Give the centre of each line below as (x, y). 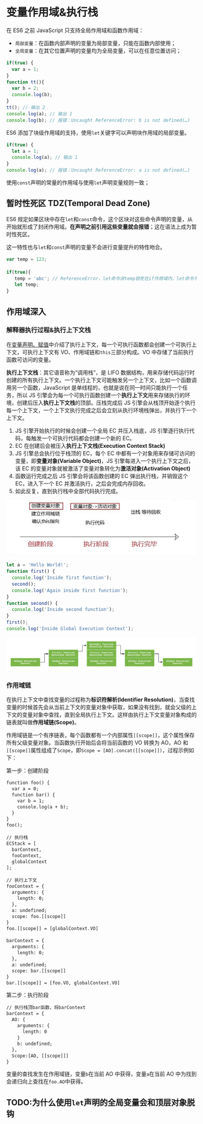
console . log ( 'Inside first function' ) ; (62, 578)
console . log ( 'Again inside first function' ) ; (70, 590)
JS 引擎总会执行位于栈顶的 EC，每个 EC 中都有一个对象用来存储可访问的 (105, 453)
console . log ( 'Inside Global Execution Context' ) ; (70, 629)
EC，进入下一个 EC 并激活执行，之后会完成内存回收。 (82, 483)
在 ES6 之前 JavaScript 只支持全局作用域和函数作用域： (75, 30)
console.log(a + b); (43, 807)
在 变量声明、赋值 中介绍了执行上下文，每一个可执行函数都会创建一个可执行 (99, 344)
